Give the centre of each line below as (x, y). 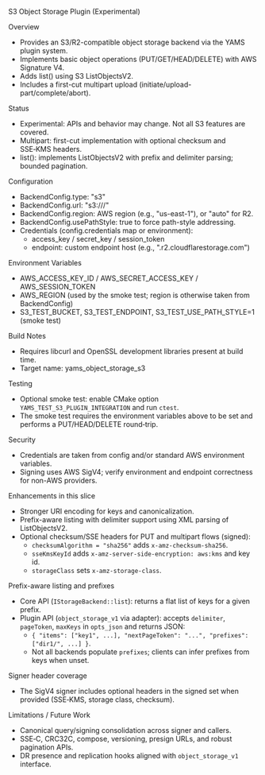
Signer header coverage (48, 676)
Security (22, 440)
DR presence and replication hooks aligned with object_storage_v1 (129, 756)
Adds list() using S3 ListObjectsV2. (76, 76)
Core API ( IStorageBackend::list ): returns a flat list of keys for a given (135, 601)
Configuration (31, 181)
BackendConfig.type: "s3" (62, 197)
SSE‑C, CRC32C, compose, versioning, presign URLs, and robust (126, 739)
